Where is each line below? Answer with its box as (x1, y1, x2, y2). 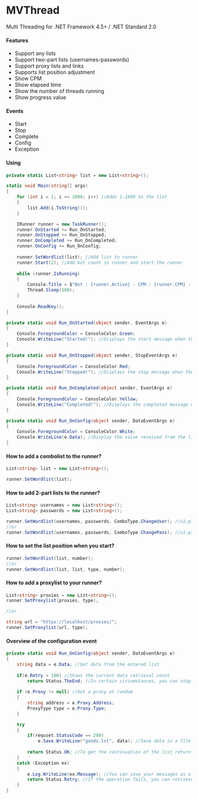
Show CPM (14, 75, 42, 82)
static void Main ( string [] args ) (6, 183, 88, 189)
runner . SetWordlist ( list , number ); (6, 555, 94, 561)
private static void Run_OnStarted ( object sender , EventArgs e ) (6, 320, 167, 326)
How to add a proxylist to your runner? (6, 579, 102, 586)
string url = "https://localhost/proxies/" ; (6, 619, 117, 625)
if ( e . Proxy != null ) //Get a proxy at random (16, 689, 133, 695)
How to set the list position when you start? (6, 542, 115, 549)
